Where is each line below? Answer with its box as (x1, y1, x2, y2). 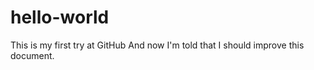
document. (10, 49, 55, 61)
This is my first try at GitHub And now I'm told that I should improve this (10, 39, 305, 51)
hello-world (10, 6, 110, 29)
